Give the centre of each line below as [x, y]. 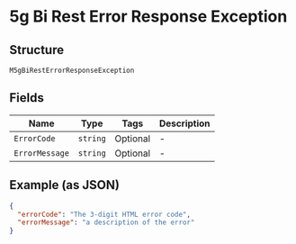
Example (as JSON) [64, 185]
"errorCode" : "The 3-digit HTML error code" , [104, 214]
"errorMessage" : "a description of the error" [106, 222]
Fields [27, 98]
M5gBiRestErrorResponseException [72, 70]
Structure [37, 50]
